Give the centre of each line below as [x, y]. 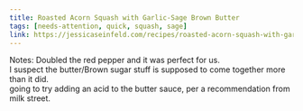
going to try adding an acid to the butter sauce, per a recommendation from [150, 89]
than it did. [29, 79]
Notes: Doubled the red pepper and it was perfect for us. [115, 60]
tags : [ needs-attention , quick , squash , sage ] [98, 26]
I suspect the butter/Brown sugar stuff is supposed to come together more [147, 69]
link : [19, 34]
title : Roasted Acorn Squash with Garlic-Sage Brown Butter [125, 18]
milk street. [30, 98]
